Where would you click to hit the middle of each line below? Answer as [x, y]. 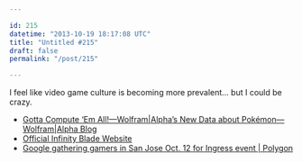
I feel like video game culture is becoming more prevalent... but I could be [146, 93]
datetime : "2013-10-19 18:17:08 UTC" [80, 34]
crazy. [21, 102]
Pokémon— [263, 120]
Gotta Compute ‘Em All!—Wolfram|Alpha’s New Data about [131, 120]
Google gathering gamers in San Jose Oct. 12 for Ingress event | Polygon [158, 148]
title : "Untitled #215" [54, 42]
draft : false [34, 50]
